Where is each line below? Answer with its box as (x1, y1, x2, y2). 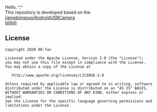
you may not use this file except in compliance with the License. (5, 60, 146, 65)
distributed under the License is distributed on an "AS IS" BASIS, (5, 85, 148, 90)
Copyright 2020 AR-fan (5, 47, 52, 52)
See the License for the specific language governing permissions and (5, 98, 153, 104)
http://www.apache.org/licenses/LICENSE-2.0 (11, 73, 105, 78)
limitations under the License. (5, 103, 71, 108)
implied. (5, 94, 23, 99)
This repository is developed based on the (5, 9, 91, 15)
